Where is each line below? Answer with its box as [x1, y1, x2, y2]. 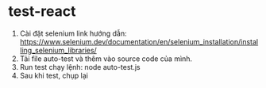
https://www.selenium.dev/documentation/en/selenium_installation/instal [19, 36, 259, 46]
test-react [8, 2, 76, 21]
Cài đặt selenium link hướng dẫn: [19, 29, 127, 38]
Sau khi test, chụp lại [19, 71, 89, 80]
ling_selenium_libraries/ [19, 45, 97, 55]
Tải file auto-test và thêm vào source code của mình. [19, 54, 193, 63]
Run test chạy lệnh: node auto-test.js [19, 62, 141, 71]
